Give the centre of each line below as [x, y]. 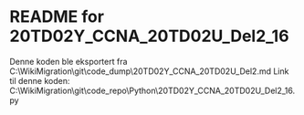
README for [57, 17]
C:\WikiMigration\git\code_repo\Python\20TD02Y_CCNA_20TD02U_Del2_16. [152, 90]
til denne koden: [40, 80]
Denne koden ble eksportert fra [68, 61]
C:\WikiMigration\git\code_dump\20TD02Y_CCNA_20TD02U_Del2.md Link [149, 71]
